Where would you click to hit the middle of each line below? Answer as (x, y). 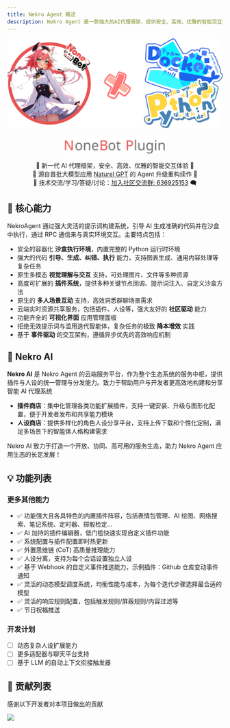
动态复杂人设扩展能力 (47, 645)
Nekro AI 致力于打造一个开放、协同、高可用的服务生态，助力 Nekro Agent (111, 446)
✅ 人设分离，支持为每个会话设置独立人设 (74, 558)
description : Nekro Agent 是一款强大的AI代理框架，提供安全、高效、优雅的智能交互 (115, 22)
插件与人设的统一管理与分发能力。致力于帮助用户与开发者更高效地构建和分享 (115, 383)
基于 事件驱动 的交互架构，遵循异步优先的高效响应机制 (94, 335)
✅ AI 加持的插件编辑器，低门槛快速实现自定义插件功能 (93, 532)
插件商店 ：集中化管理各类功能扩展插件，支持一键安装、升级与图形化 (113, 406)
